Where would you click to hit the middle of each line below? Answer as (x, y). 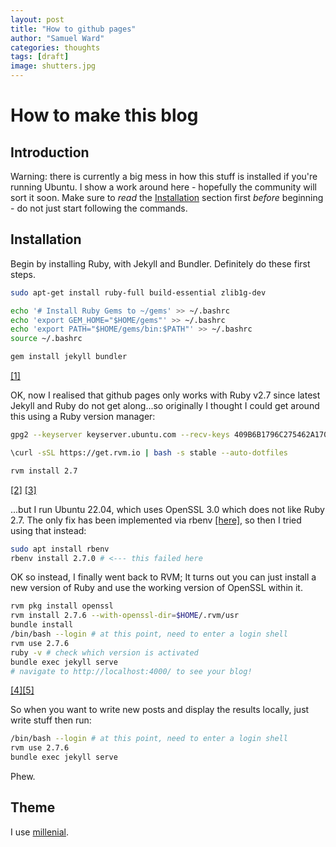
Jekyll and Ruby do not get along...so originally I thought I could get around (165, 406)
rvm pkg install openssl (62, 606)
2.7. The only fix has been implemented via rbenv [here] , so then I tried (156, 520)
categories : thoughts (55, 47)
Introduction (50, 152)
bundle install (42, 625)
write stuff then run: (51, 720)
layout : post (37, 19)
